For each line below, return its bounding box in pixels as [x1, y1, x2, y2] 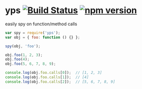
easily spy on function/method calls [5, 21, 78, 27]
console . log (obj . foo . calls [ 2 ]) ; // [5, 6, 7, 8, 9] [5, 79, 115, 84]
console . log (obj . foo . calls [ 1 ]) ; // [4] [5, 75, 89, 80]
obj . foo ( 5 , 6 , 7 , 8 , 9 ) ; [5, 61, 56, 67]
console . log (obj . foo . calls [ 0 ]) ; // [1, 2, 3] [5, 71, 102, 75]
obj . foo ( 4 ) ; [5, 57, 29, 62]
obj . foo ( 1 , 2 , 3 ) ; [5, 53, 43, 57]
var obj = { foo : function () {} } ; [5, 35, 80, 40]
